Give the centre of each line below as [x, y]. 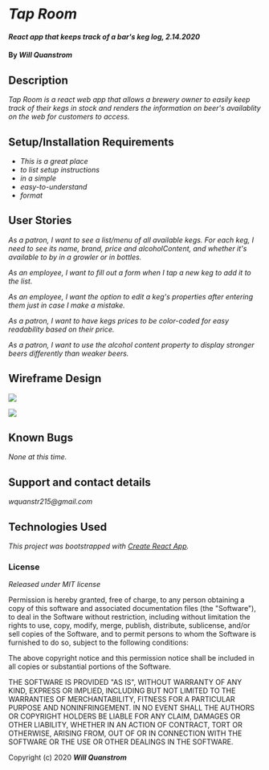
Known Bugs [41, 438]
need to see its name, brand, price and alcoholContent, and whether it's [128, 248]
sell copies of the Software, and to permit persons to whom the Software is [132, 634]
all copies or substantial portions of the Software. [90, 666]
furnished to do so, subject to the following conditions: [98, 642]
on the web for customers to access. [69, 116]
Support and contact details [79, 482]
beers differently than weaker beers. [69, 353]
